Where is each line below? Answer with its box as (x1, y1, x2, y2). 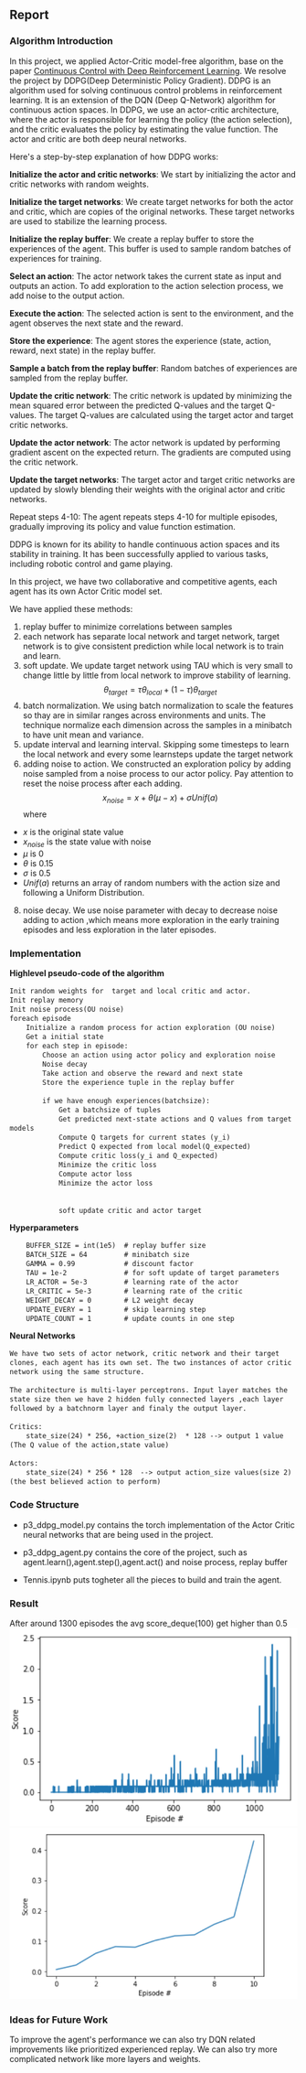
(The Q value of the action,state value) (9, 1441, 170, 1450)
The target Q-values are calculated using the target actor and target (37, 409, 294, 420)
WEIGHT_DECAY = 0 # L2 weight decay (26, 1296, 195, 1305)
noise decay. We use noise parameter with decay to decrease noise (22, 905, 279, 916)
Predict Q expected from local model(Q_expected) (58, 1143, 251, 1152)
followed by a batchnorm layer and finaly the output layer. (9, 1404, 248, 1413)
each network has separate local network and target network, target (22, 630, 280, 641)
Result (9, 1596, 39, 1609)
